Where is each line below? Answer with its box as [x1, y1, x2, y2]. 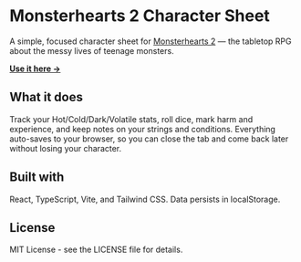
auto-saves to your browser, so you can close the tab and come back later [9, 133, 289, 144]
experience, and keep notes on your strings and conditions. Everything [9, 123, 276, 134]
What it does [9, 89, 84, 105]
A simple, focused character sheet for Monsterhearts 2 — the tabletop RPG [9, 36, 292, 47]
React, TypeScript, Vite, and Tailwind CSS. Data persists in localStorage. [9, 194, 281, 204]
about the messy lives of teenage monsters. [9, 45, 175, 56]
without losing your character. [9, 142, 122, 153]
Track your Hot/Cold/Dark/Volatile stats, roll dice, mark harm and [9, 113, 254, 124]
